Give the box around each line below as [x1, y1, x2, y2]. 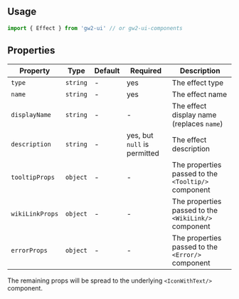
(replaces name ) [171, 118, 223, 128]
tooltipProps [11, 173, 55, 181]
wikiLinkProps [11, 210, 59, 218]
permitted [127, 148, 160, 158]
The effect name [171, 89, 228, 99]
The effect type [171, 78, 224, 88]
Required [130, 66, 162, 76]
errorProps [11, 246, 48, 254]
